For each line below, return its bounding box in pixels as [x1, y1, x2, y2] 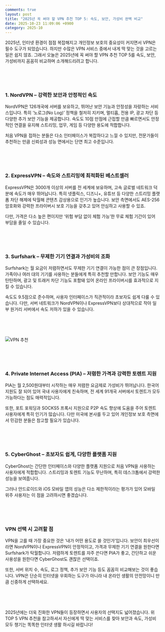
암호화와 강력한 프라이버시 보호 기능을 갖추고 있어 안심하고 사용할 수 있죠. [5, 203, 146, 209]
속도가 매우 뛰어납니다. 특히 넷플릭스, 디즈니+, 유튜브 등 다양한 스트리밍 [14, 190, 151, 196]
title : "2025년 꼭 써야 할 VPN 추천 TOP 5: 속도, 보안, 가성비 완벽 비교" [5, 16, 143, 21]
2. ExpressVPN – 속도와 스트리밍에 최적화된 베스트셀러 [5, 172, 129, 179]
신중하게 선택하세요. [10, 579, 49, 585]
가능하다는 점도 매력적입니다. [5, 395, 61, 401]
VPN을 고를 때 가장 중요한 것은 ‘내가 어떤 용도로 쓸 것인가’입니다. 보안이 [5, 537, 142, 543]
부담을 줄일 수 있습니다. [5, 220, 50, 225]
